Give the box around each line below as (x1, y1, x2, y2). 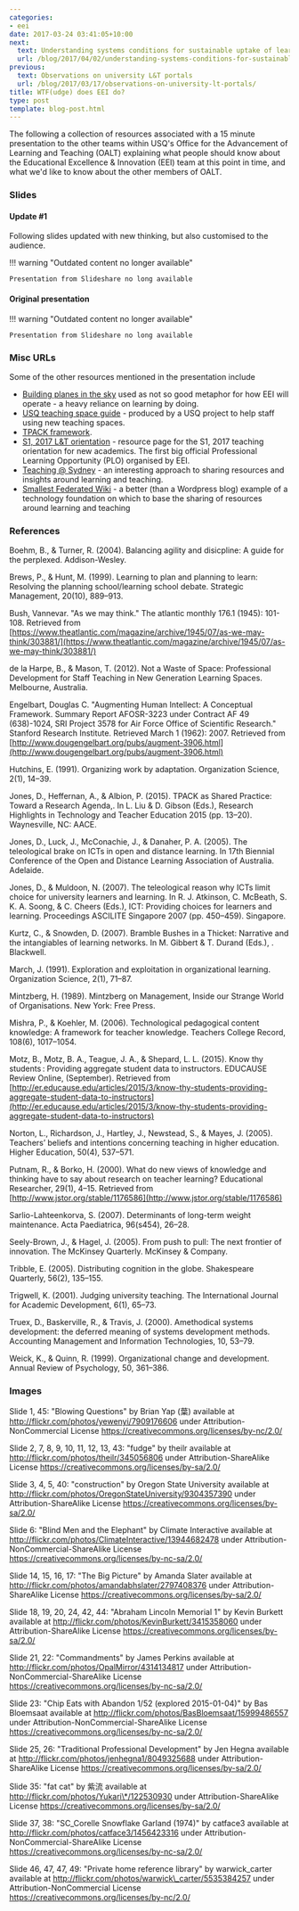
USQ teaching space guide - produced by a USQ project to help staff (21, 408, 275, 418)
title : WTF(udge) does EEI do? (9, 87, 125, 96)
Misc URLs (9, 351, 56, 364)
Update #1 (9, 210, 47, 221)
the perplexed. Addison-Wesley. (9, 555, 127, 565)
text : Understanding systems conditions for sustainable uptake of (17, 46, 273, 55)
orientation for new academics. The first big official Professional (21, 445, 258, 456)
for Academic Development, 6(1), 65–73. (9, 1299, 158, 1311)
